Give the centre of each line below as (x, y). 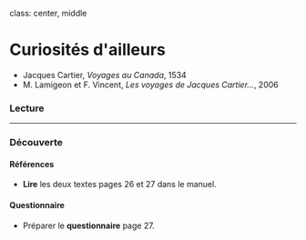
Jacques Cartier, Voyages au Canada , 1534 (104, 75)
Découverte (36, 143)
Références (32, 164)
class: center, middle (48, 13)
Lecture (27, 108)
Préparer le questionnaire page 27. (88, 225)
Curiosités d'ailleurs (88, 50)
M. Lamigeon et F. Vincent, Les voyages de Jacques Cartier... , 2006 (151, 85)
